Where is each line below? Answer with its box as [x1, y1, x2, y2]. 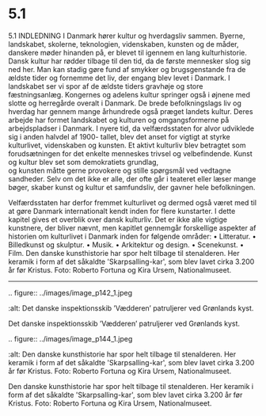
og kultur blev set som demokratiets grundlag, [8, 157, 159, 166]
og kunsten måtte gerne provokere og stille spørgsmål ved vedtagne [8, 166, 231, 175]
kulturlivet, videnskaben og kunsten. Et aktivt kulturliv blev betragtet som [8, 140, 246, 150]
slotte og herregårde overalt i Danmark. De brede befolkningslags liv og [8, 98, 241, 108]
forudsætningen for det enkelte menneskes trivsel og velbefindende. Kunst [8, 148, 253, 158]
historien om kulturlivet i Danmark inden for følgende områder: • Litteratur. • [8, 231, 256, 241]
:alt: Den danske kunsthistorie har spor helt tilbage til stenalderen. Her [8, 349, 236, 359]
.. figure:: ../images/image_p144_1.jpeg [8, 334, 133, 343]
